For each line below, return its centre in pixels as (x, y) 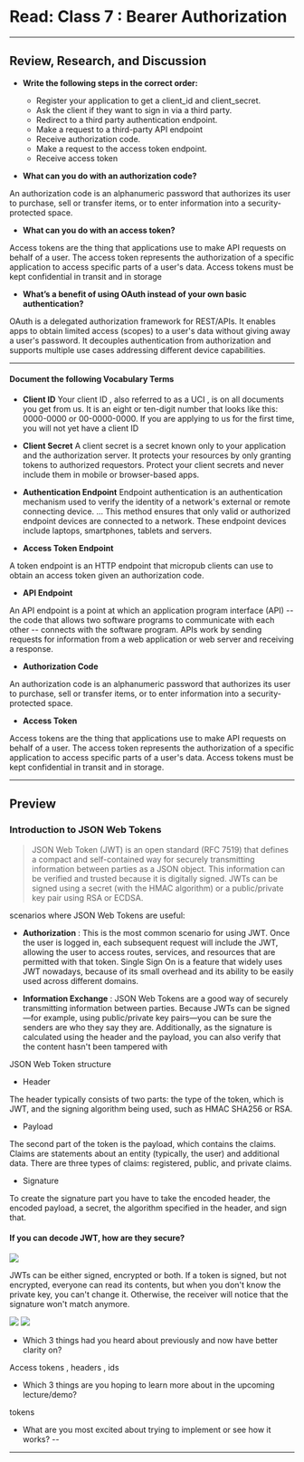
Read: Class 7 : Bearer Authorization (148, 17)
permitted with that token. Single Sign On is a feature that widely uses (152, 961)
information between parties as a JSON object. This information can (158, 869)
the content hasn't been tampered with (95, 1046)
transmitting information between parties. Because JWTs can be (142, 1008)
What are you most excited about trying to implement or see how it (147, 1429)
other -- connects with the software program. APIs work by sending (136, 629)
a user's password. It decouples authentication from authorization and (140, 340)
